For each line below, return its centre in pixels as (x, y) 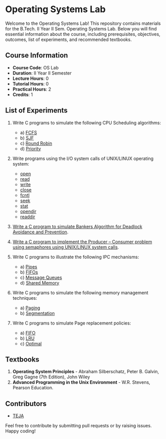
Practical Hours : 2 (32, 89)
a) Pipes (29, 266)
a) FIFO (28, 333)
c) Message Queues (41, 277)
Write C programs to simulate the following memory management (80, 293)
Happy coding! (21, 431)
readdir (27, 217)
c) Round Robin (36, 143)
